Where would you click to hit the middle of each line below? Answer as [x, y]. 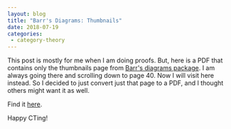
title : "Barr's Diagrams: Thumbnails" [65, 21]
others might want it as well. [49, 91]
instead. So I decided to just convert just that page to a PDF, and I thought [116, 83]
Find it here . [25, 104]
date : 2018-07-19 [33, 27]
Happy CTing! [28, 118]
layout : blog [27, 14]
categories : [25, 34]
